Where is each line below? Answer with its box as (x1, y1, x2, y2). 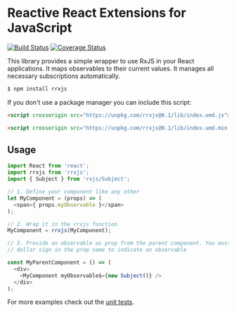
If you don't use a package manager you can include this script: (7, 98, 192, 106)
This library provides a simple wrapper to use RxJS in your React (7, 56, 195, 65)
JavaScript (7, 20, 72, 36)
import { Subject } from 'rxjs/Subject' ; (7, 176, 131, 183)
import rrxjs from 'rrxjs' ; (7, 169, 90, 177)
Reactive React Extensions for (7, 5, 186, 21)
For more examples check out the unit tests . (7, 298, 135, 307)
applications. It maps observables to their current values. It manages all (7, 64, 214, 72)
